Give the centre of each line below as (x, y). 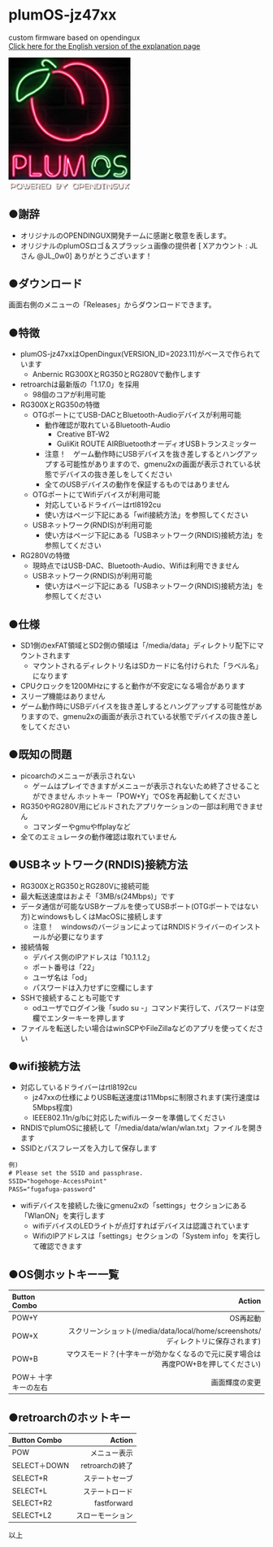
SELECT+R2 (32, 1503)
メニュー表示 (111, 1453)
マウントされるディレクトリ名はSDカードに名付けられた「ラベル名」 (147, 665)
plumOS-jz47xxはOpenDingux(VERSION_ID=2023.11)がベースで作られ (137, 354)
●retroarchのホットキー (70, 1417)
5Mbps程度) (52, 1107)
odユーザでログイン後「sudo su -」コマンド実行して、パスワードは (145, 1007)
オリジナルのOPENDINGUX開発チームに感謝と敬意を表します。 (126, 235)
